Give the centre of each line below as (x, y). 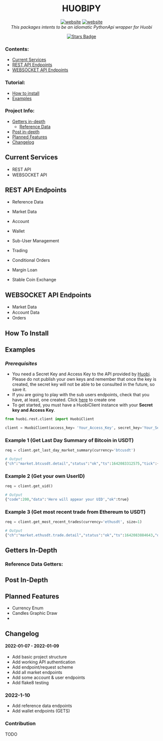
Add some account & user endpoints (49, 677)
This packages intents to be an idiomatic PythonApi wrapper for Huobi (81, 27)
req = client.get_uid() (29, 486)
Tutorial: (15, 83)
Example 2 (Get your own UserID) (45, 476)
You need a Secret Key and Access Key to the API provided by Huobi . (81, 374)
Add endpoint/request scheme (43, 667)
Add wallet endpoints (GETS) (41, 711)
